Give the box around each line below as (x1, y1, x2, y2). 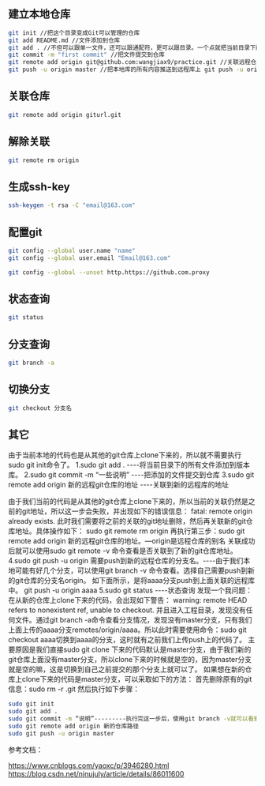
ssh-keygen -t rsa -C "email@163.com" (8, 201, 136, 209)
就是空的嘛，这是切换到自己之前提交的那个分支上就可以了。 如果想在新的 (8, 664, 245, 674)
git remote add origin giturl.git (8, 111, 122, 118)
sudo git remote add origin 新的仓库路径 (8, 722, 140, 731)
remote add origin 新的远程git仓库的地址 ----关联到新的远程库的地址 (8, 480, 229, 490)
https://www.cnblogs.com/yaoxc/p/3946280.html (8, 761, 170, 770)
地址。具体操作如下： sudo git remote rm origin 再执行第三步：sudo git (14, 526, 245, 536)
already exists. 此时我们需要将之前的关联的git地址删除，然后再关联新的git (8, 517, 247, 526)
